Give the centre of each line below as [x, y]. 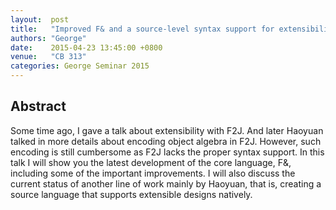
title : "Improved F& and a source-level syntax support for [142, 29]
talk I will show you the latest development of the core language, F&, [151, 162]
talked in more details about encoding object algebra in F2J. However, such [166, 141]
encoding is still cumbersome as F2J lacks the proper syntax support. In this [167, 152]
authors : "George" [48, 38]
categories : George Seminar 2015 [80, 66]
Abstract [38, 106]
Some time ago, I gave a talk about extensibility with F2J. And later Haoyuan [167, 130]
